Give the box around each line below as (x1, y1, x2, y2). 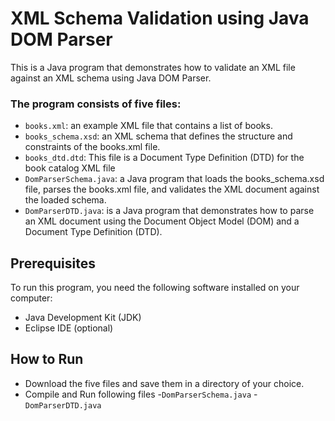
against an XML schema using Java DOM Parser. (10, 72, 212, 84)
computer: (10, 292, 53, 304)
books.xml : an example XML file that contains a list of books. (24, 120, 273, 132)
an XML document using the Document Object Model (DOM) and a (24, 215, 300, 227)
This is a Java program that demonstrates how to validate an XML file (10, 61, 296, 73)
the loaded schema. (24, 194, 107, 206)
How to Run (10, 351, 84, 368)
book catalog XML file (24, 162, 116, 174)
